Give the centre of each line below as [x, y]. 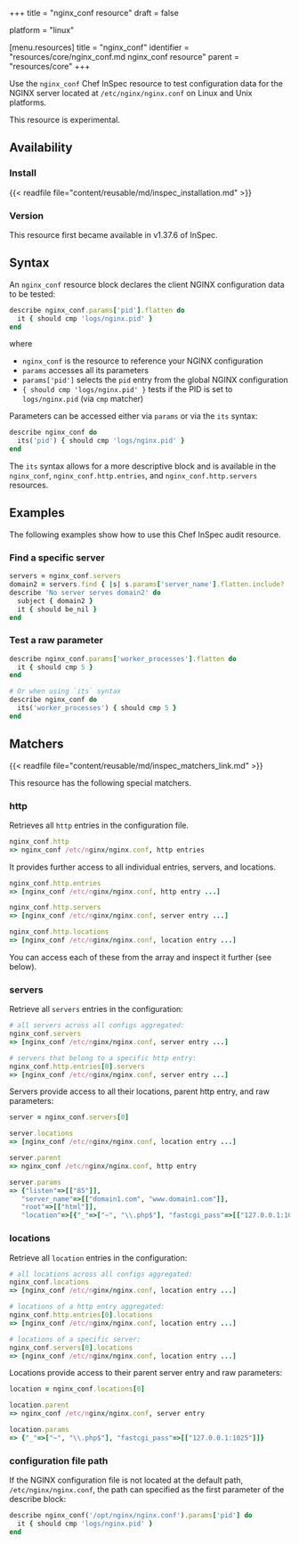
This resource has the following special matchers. [100, 782]
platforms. [28, 102]
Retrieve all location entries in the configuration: [98, 1258]
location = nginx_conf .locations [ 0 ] [77, 1389]
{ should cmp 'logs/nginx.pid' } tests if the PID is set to [127, 389]
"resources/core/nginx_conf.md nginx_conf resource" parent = [125, 57]
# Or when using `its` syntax [65, 691]
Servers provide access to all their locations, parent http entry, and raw [139, 1091]
